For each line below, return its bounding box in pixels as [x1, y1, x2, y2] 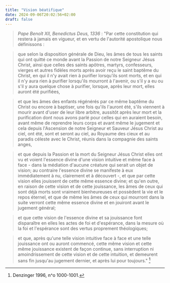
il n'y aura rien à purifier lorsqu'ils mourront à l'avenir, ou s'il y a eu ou [17, 78, 163, 84]
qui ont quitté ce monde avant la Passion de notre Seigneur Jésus [17, 57, 155, 63]
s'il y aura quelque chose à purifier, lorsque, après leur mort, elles [17, 83, 155, 89]
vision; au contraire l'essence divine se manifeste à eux [17, 167, 134, 173]
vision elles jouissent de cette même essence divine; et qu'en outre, [17, 178, 159, 184]
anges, [17, 141, 32, 148]
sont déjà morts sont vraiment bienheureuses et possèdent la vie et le [17, 189, 163, 195]
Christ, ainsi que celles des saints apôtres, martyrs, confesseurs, [17, 62, 153, 68]
